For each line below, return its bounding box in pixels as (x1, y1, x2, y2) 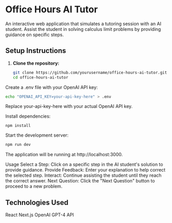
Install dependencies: (5, 113, 51, 119)
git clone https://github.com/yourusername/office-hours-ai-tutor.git (12, 70, 167, 75)
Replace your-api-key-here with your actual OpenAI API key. (5, 103, 133, 109)
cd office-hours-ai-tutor (12, 75, 68, 80)
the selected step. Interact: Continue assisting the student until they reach (5, 172, 162, 178)
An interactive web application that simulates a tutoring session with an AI (5, 21, 162, 27)
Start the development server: (5, 132, 69, 138)
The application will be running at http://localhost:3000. (5, 152, 123, 158)
